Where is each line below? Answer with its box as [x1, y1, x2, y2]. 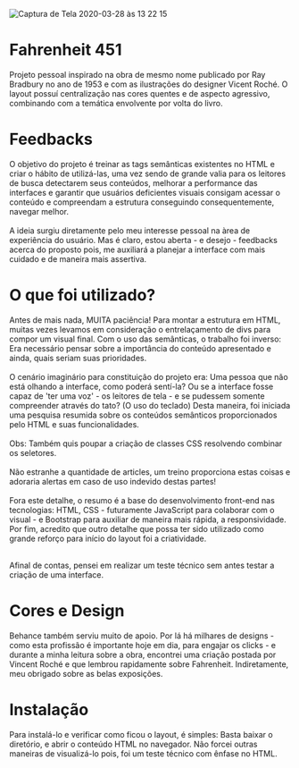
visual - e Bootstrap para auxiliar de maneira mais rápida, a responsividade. [9, 514, 287, 525]
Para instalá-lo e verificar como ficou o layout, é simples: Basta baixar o [9, 729, 274, 739]
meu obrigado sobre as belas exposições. [9, 668, 163, 679]
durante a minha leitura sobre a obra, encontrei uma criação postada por [9, 649, 277, 660]
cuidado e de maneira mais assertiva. [9, 253, 147, 264]
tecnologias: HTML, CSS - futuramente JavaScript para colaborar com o [9, 504, 275, 515]
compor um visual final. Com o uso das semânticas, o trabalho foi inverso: [9, 333, 282, 344]
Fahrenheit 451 [9, 40, 122, 60]
